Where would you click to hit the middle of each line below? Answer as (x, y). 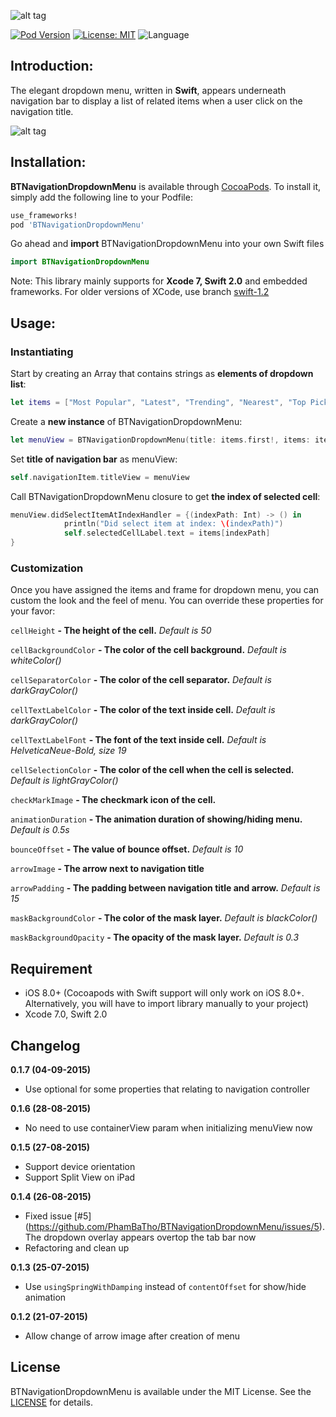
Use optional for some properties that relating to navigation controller (167, 1089)
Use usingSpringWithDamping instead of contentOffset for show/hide (165, 1286)
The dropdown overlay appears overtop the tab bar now (140, 1237)
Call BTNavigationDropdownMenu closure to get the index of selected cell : (165, 496)
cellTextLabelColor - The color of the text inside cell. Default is (143, 710)
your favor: (33, 611)
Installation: (48, 162)
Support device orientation (80, 1166)
